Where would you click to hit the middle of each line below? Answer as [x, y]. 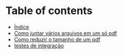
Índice [21, 27]
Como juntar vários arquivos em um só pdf [66, 33]
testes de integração [39, 46]
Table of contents [49, 11]
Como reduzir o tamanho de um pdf [57, 39]
